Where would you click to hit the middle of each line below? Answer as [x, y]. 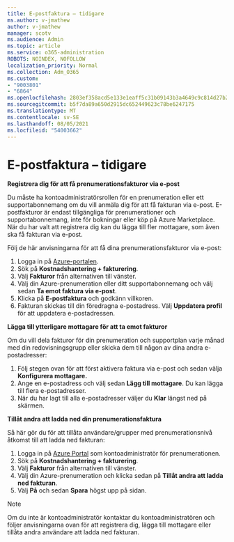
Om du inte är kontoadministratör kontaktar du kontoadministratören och [111, 518]
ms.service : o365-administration [56, 53]
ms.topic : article [34, 46]
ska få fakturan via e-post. [45, 235]
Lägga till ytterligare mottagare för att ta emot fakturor [87, 327]
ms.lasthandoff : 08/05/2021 [48, 124]
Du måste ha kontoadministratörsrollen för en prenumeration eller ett [106, 198]
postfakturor [25, 212]
